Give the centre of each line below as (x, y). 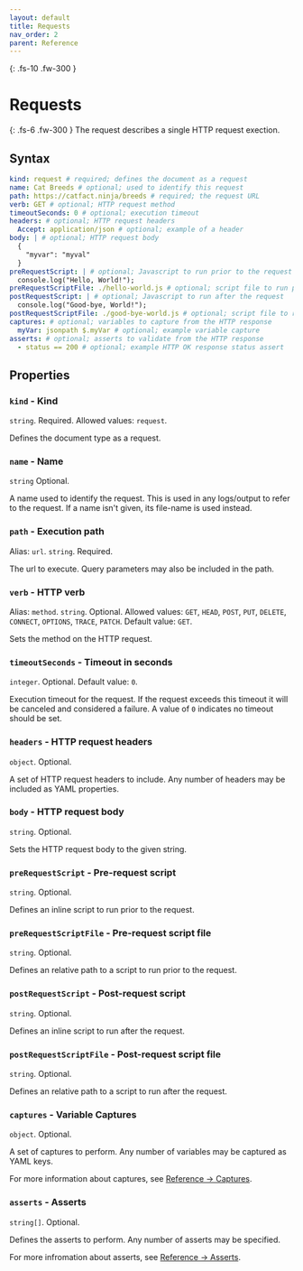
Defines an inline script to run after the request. (97, 1031)
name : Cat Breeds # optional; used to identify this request (127, 187)
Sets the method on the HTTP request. (81, 638)
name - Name (37, 461)
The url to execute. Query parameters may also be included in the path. (142, 569)
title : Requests (40, 26)
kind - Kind (34, 401)
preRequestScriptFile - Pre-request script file (110, 933)
